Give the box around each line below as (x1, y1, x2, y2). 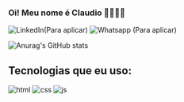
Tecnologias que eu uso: (8, 64, 132, 77)
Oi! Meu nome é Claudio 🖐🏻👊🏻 (8, 7, 125, 18)
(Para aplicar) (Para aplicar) (43, 25, 177, 35)
